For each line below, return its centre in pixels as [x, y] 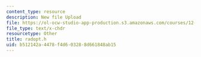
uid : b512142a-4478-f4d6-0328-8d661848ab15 [61, 45]
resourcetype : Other [32, 34]
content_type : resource [36, 12]
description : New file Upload [44, 17]
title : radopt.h [26, 39]
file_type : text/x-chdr [36, 28]
